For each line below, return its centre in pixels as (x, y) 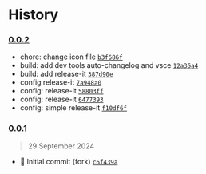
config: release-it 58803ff (61, 91)
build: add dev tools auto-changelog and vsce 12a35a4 (109, 65)
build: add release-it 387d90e (66, 74)
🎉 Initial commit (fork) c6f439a (69, 161)
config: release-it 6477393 (61, 99)
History (34, 15)
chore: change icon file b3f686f (71, 57)
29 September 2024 (61, 146)
